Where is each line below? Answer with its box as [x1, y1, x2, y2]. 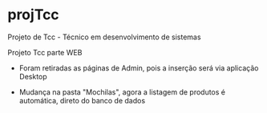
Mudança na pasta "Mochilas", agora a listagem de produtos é [18, 87, 226, 97]
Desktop [18, 71, 47, 81]
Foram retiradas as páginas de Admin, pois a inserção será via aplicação [18, 63, 259, 73]
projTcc [7, 6, 59, 24]
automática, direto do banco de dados [18, 95, 146, 105]
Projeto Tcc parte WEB [7, 47, 83, 57]
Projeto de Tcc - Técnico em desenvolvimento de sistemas [7, 32, 201, 42]
